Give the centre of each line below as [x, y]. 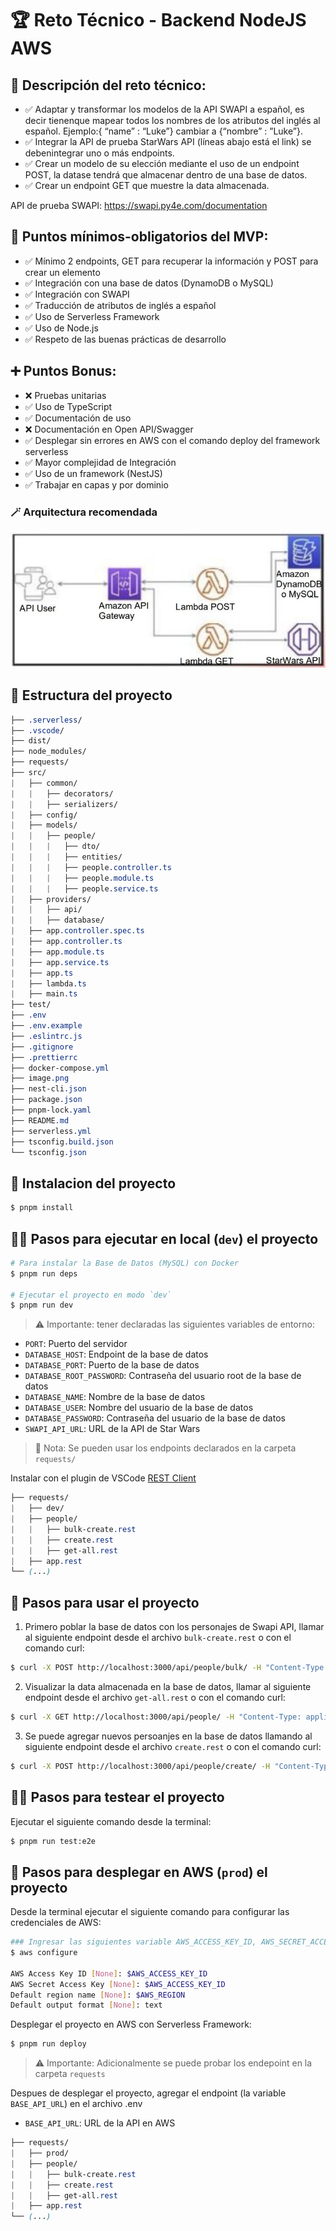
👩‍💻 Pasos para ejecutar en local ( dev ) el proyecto [164, 1238]
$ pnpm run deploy [48, 2044]
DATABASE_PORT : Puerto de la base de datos [112, 1365]
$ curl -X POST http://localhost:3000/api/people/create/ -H [140, 1766]
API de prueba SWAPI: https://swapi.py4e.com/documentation [139, 205]
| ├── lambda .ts [48, 983]
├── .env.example [46, 1026]
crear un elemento [62, 272]
